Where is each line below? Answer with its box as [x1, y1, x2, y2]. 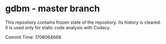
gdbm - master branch [5, 3, 100, 14]
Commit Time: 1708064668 [5, 34, 61, 40]
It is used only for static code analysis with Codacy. [5, 24, 111, 30]
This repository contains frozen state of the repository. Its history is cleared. [5, 19, 161, 25]
